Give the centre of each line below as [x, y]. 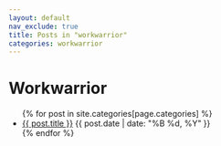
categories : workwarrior [56, 43]
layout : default [39, 18]
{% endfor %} [48, 133]
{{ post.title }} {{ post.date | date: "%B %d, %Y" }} [116, 123]
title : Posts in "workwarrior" [68, 35]
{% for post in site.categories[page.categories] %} [117, 114]
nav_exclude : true [43, 26]
